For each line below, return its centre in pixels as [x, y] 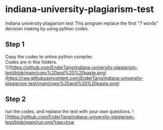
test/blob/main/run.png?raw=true [40, 122]
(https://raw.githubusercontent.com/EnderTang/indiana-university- [74, 78]
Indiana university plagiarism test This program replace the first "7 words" [82, 23]
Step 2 [16, 99]
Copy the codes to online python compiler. [49, 56]
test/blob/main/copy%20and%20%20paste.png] [56, 73]
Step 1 [15, 45]
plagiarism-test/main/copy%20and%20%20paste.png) [62, 83]
